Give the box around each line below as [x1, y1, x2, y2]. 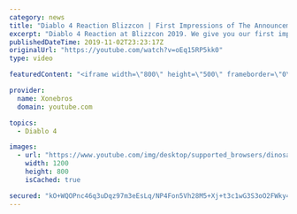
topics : [9, 118, 38, 127]
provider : [9, 86, 46, 95]
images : [9, 142, 38, 151]
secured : [9, 191, 42, 200]
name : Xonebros [17, 94, 73, 103]
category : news [9, 12, 65, 22]
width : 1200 [25, 159, 69, 168]
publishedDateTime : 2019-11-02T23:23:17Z [9, 37, 164, 47]
